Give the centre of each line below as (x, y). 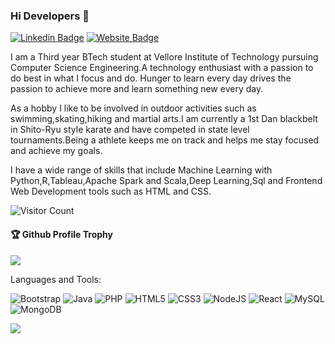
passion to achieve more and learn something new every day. (137, 89)
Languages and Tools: (56, 279)
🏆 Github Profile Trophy (61, 234)
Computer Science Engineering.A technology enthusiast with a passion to (162, 68)
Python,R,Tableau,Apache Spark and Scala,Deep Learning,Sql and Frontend (166, 181)
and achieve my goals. (56, 151)
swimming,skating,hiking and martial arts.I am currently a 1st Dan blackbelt (164, 119)
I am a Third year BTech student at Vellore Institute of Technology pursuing (164, 57)
